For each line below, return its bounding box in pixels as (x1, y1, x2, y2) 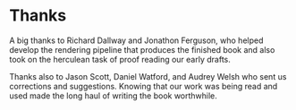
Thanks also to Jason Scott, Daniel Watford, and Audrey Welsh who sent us (9, 71, 287, 81)
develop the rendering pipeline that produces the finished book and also (9, 44, 275, 55)
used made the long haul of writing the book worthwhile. (9, 90, 217, 101)
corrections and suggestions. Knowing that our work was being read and (9, 80, 278, 91)
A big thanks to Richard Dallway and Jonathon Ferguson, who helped (9, 35, 264, 46)
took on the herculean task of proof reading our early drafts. (9, 54, 231, 64)
